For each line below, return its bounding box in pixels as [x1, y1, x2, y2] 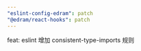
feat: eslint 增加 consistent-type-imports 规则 [7, 35, 135, 44]
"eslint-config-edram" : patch [7, 10, 94, 17]
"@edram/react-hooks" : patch [7, 16, 90, 23]
